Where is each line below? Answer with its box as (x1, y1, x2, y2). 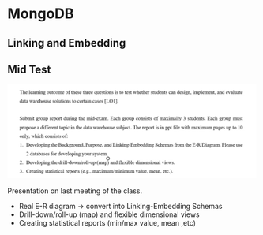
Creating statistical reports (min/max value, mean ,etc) (18, 218, 197, 227)
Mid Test (7, 62, 51, 76)
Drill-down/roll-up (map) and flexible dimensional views (18, 210, 201, 219)
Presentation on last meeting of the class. (7, 186, 143, 196)
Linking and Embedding (7, 36, 126, 50)
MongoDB (7, 5, 74, 23)
